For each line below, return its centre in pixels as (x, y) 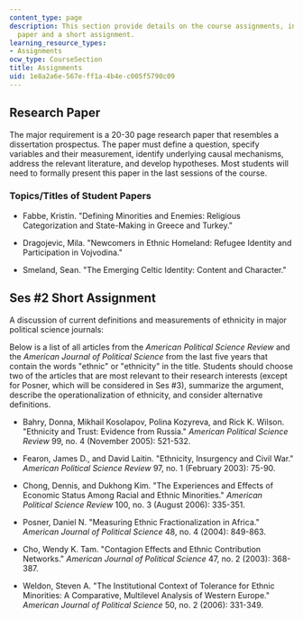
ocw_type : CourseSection (56, 59)
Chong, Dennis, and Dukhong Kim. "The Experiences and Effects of (147, 485)
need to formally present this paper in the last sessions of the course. (138, 173)
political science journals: (56, 329)
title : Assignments (46, 68)
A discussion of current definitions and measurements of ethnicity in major (148, 320)
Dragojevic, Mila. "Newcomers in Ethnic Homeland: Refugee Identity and (157, 242)
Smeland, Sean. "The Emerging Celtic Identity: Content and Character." (154, 269)
